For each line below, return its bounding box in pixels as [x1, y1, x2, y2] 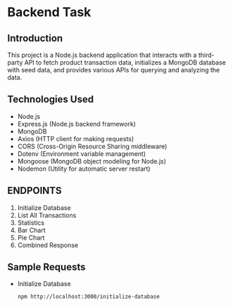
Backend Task [7, 4, 92, 20]
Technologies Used [7, 93, 94, 105]
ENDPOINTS [7, 185, 62, 197]
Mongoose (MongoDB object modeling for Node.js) [17, 157, 167, 165]
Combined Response [17, 240, 79, 249]
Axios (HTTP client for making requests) [17, 134, 134, 143]
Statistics [17, 218, 45, 227]
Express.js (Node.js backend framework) [17, 119, 136, 128]
